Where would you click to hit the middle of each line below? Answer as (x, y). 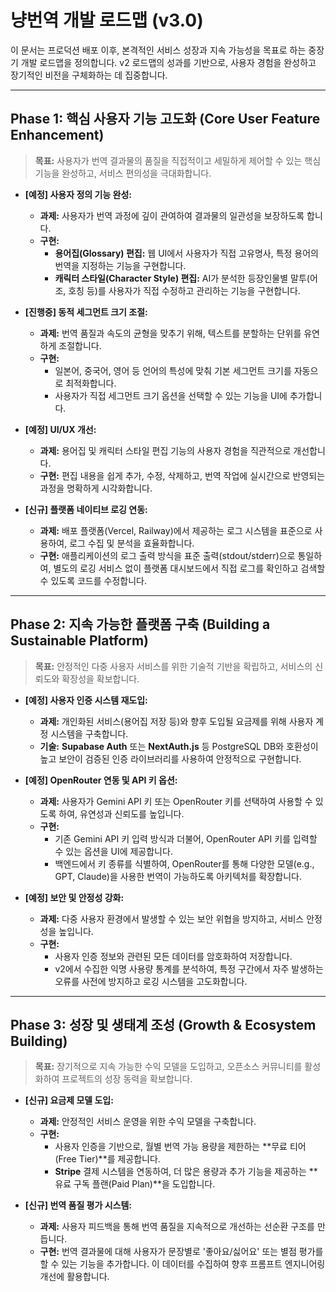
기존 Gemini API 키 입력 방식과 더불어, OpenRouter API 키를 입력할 (186, 838)
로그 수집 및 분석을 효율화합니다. (132, 543)
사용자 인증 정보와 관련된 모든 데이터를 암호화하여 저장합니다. (173, 956)
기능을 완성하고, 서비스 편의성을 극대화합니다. (123, 173)
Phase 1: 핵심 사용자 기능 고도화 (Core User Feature (165, 119)
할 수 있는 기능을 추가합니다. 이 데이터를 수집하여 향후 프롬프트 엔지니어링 (182, 1264)
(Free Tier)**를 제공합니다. (107, 1159)
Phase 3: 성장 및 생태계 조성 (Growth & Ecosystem (163, 1024)
